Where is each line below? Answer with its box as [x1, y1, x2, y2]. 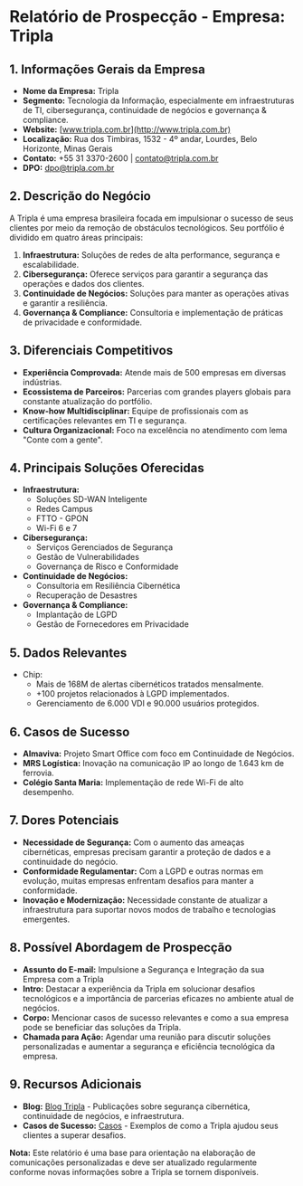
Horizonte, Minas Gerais [22, 143, 113, 154]
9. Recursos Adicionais [9, 1077, 142, 1092]
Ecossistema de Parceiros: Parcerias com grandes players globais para [22, 386, 291, 397]
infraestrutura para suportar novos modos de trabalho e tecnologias [22, 904, 276, 915]
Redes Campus [35, 504, 93, 515]
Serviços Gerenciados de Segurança [35, 542, 174, 553]
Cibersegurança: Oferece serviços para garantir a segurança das [22, 269, 269, 280]
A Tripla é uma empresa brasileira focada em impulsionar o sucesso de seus [9, 213, 294, 223]
